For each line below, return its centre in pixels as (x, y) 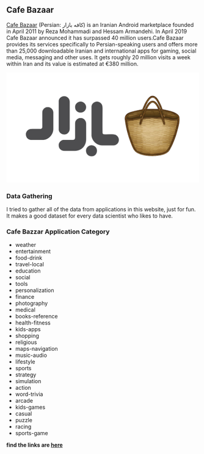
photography (31, 303)
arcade (24, 401)
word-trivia (29, 394)
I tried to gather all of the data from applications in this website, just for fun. (101, 210)
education (28, 271)
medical (25, 310)
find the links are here (35, 445)
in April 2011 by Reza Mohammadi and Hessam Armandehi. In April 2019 (97, 31)
